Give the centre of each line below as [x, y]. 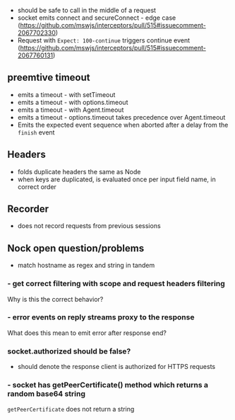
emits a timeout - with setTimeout [66, 94]
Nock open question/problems [76, 248]
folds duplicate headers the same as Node [79, 171]
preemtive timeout [49, 78]
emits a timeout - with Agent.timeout [71, 110]
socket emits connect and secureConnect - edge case [97, 18]
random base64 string [47, 394]
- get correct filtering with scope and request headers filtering [116, 284]
